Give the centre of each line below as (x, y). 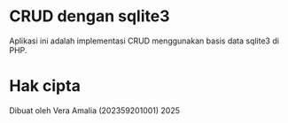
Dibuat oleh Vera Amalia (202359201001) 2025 (94, 110)
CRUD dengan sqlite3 (90, 16)
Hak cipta (45, 86)
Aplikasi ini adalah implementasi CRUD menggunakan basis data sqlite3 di (144, 41)
